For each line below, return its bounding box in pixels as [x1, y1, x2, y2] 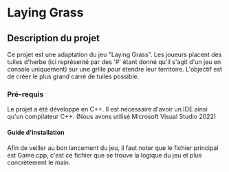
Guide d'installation [7, 128, 65, 136]
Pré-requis [7, 89, 44, 99]
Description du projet [7, 32, 100, 44]
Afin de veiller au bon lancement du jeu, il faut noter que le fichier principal [7, 143, 219, 152]
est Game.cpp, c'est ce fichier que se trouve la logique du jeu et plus [7, 151, 202, 159]
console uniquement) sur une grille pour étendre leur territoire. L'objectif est [7, 65, 222, 73]
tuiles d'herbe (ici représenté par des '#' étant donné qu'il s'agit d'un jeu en [7, 58, 221, 66]
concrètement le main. [7, 158, 71, 166]
